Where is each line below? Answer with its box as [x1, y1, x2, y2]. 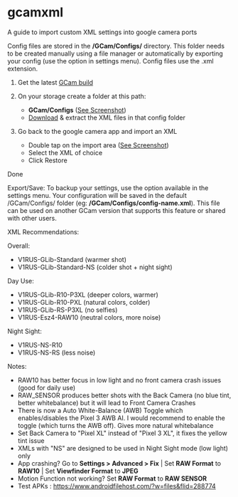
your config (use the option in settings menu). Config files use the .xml [7, 56, 215, 65]
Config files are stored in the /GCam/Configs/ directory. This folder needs [7, 41, 225, 50]
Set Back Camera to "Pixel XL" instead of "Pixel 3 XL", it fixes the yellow [17, 429, 227, 437]
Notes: [7, 362, 27, 370]
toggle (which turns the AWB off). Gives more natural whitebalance [17, 421, 214, 429]
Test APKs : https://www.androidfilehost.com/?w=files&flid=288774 [17, 481, 217, 490]
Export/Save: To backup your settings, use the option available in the [7, 183, 209, 192]
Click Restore [28, 156, 67, 164]
